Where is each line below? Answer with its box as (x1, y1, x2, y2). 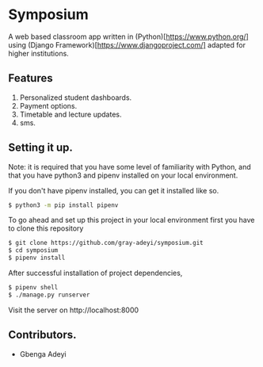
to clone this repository (8, 224, 84, 233)
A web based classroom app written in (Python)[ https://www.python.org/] (8, 32, 250, 41)
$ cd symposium (8, 247, 59, 254)
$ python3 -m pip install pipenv (8, 201, 119, 209)
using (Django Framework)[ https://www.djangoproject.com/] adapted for (8, 40, 246, 49)
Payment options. (19, 101, 78, 110)
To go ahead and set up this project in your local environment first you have (8, 216, 255, 225)
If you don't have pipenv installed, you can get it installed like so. (8, 185, 219, 195)
